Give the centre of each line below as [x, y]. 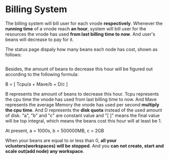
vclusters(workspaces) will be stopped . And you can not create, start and [84, 146]
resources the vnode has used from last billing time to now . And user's [80, 34]
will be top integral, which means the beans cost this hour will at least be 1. [83, 121]
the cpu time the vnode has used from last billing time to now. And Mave [81, 99]
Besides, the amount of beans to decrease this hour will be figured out [79, 69]
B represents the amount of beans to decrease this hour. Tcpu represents [82, 94]
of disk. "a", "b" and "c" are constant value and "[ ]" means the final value [82, 115]
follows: [13, 55]
